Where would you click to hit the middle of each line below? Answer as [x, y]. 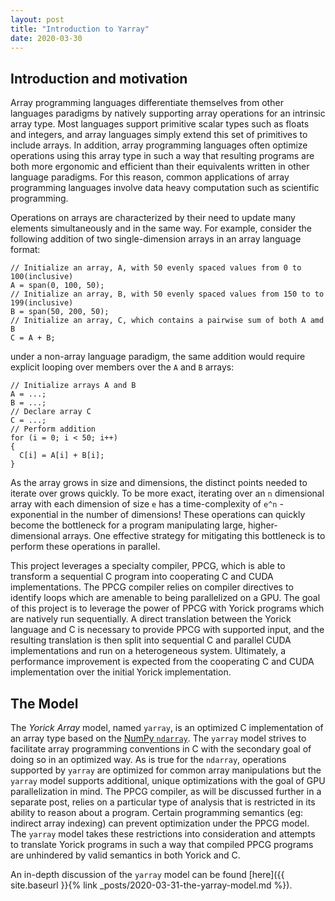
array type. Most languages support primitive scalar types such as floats [160, 124]
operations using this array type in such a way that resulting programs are [162, 156]
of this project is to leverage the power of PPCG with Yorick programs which [167, 608]
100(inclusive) [42, 277]
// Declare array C [51, 412]
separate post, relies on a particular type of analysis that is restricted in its [163, 802]
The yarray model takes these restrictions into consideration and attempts [163, 834]
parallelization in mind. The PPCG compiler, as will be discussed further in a [166, 791]
